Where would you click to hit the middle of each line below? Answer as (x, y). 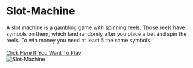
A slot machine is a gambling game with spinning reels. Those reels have (96, 27)
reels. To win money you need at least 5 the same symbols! (79, 40)
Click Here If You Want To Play (44, 52)
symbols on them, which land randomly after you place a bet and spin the (96, 33)
